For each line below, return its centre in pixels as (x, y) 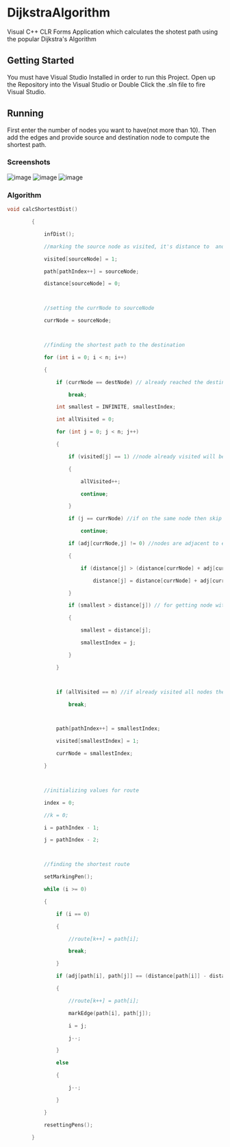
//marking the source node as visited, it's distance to (127, 246)
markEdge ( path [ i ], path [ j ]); (110, 1013)
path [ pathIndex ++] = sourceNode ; (91, 271)
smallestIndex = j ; (108, 643)
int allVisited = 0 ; (85, 420)
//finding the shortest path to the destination (114, 345)
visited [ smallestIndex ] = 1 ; (97, 741)
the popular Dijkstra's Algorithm (52, 38)
